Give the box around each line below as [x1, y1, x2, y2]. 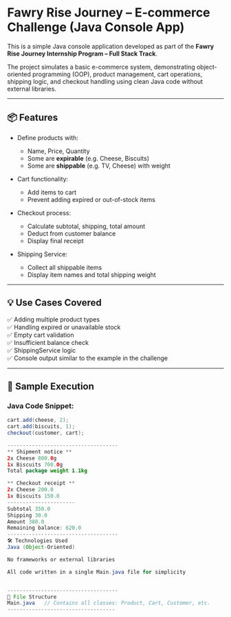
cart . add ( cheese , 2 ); [7, 417, 69, 424]
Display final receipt [27, 236, 84, 245]
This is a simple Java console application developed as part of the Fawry [7, 42, 214, 50]
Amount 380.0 [7, 518, 45, 525]
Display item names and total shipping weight [27, 270, 156, 279]
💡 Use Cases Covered [7, 297, 102, 308]
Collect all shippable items [27, 263, 102, 271]
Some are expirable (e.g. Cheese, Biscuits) [27, 154, 150, 162]
